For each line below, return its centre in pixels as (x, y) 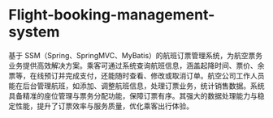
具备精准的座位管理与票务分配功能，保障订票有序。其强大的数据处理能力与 (133, 95)
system (34, 32)
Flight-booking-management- (112, 15)
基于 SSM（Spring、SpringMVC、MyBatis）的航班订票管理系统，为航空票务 (136, 55)
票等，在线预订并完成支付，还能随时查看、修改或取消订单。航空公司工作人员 (136, 75)
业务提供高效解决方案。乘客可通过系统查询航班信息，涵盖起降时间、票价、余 (136, 65)
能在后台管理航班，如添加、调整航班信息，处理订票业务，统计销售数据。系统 (136, 86)
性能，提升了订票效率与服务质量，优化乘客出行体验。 (104, 106)
